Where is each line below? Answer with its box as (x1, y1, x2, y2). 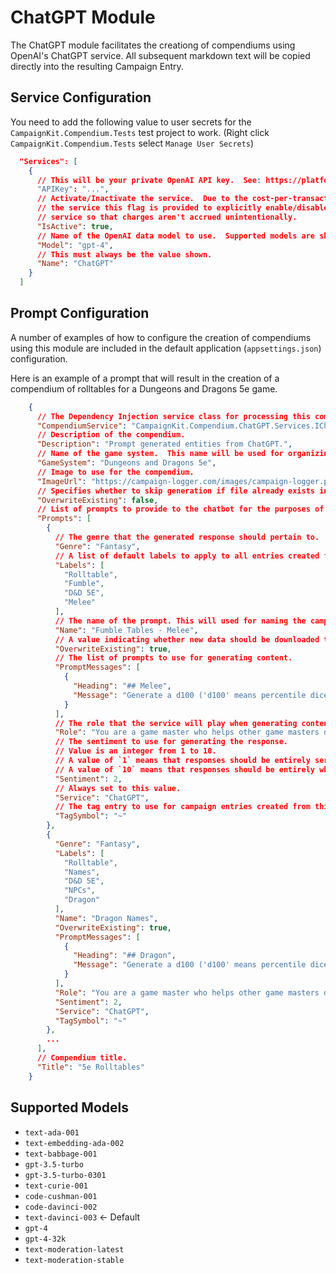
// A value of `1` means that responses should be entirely (54, 756, 311, 766)
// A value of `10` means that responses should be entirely (54, 764, 316, 775)
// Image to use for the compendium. (36, 467, 195, 477)
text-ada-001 (24, 1127, 80, 1138)
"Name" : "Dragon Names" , (54, 913, 159, 923)
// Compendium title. (36, 1053, 128, 1063)
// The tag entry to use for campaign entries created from (54, 802, 311, 812)
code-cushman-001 (24, 1191, 98, 1201)
